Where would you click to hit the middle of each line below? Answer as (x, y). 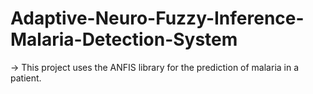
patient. (26, 78)
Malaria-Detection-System (124, 39)
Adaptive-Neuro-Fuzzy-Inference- (157, 18)
